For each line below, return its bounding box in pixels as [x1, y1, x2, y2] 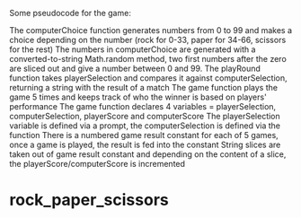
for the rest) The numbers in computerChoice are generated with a [9, 44, 256, 55]
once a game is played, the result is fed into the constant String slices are [9, 139, 281, 150]
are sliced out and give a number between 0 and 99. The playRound [9, 63, 261, 74]
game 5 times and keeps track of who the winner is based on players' [9, 92, 267, 102]
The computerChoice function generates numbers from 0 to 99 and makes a [9, 25, 293, 35]
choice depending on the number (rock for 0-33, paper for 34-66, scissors [9, 35, 287, 45]
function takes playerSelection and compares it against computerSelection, [9, 73, 288, 83]
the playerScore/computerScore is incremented [9, 159, 186, 169]
